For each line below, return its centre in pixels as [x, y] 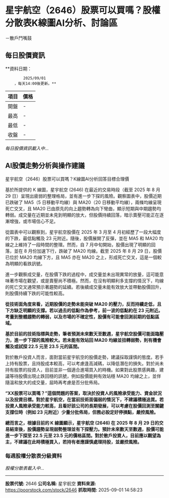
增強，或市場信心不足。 [34, 221]
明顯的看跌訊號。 [27, 263]
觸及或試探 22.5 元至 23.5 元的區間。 [44, 346]
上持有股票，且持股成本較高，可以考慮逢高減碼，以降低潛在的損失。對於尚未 [84, 363]
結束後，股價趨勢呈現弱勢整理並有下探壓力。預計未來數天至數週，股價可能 [87, 429]
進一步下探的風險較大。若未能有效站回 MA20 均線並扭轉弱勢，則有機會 [88, 340]
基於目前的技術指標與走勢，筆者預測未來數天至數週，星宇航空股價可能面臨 [82, 334]
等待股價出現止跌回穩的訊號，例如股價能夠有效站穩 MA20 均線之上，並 [83, 376]
